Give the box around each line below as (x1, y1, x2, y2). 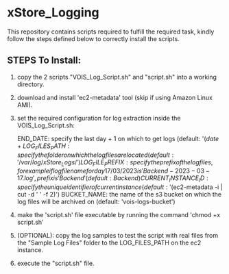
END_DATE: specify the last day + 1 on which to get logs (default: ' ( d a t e (16, 134, 219, 142)
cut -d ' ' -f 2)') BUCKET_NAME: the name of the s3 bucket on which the (16, 190, 221, 199)
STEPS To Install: (7, 55, 82, 66)
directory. (16, 80, 45, 88)
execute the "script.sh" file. (16, 259, 95, 268)
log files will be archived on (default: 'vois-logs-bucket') (16, 197, 176, 206)
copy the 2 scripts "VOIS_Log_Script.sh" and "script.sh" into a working (16, 73, 217, 81)
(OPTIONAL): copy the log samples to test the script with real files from (16, 232, 219, 240)
